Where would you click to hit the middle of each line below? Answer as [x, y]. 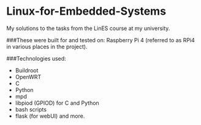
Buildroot [27, 70]
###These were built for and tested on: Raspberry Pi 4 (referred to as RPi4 [100, 40]
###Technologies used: [36, 58]
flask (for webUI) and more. [50, 116]
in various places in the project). [47, 47]
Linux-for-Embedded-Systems [86, 11]
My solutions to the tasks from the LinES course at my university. [88, 28]
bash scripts [31, 109]
